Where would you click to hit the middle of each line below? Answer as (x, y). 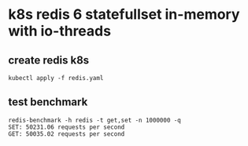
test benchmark (48, 102)
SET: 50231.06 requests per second (67, 127)
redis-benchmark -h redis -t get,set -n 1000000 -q (94, 120)
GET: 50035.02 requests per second (67, 134)
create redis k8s (49, 60)
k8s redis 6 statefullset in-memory (124, 15)
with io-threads (60, 31)
